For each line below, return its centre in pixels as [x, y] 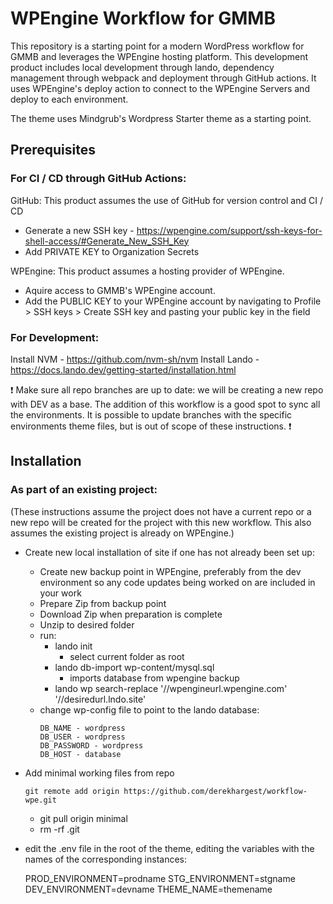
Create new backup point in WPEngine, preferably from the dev [170, 571]
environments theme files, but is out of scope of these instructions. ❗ [151, 426]
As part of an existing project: [84, 490]
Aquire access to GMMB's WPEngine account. [120, 290]
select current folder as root [127, 656]
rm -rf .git [59, 829]
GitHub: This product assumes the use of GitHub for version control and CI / [166, 200]
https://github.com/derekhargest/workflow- [215, 791]
